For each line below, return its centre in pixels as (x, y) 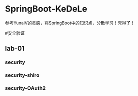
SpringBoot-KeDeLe (46, 9)
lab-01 (15, 48)
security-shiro (22, 75)
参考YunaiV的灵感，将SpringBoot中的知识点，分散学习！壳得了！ (70, 23)
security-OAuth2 (25, 88)
